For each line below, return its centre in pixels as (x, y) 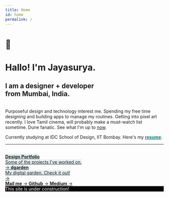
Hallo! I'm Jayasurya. (51, 67)
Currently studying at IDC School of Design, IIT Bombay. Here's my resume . (84, 137)
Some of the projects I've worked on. (44, 162)
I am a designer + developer (50, 86)
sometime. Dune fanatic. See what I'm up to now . (56, 127)
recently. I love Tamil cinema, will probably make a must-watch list (74, 122)
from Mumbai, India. (37, 94)
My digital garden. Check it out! (38, 173)
